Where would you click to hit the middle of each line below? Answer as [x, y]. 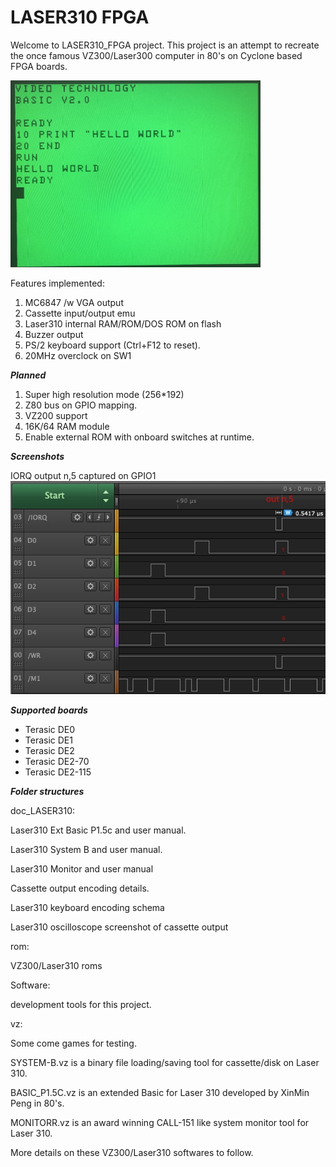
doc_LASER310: [43, 811]
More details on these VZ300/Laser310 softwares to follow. [132, 1153]
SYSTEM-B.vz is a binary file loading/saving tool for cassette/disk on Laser [165, 1063]
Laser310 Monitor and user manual [82, 869]
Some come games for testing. [73, 1043]
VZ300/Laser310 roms [56, 966]
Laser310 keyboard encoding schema [87, 908]
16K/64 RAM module [67, 427]
